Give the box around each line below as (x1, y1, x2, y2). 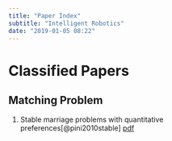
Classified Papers (8, 61, 129, 80)
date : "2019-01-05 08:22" (8, 27, 95, 35)
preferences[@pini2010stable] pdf (19, 123, 135, 133)
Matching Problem (8, 93, 103, 107)
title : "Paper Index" (8, 11, 82, 20)
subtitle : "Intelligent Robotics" (8, 19, 125, 27)
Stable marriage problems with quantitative (19, 114, 164, 125)
